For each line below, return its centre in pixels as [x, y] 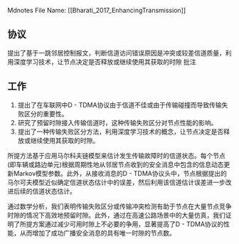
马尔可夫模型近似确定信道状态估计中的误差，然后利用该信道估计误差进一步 [116, 182]
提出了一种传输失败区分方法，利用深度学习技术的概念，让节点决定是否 [121, 132]
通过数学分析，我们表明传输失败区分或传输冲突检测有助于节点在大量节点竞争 [119, 206]
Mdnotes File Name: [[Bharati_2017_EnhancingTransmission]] [97, 10]
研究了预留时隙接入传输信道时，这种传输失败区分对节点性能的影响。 [117, 122]
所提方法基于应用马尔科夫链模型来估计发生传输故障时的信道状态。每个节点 [116, 155]
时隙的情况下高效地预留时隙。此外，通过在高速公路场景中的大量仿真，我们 [116, 215]
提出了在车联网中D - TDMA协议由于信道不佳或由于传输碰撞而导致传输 [119, 105]
